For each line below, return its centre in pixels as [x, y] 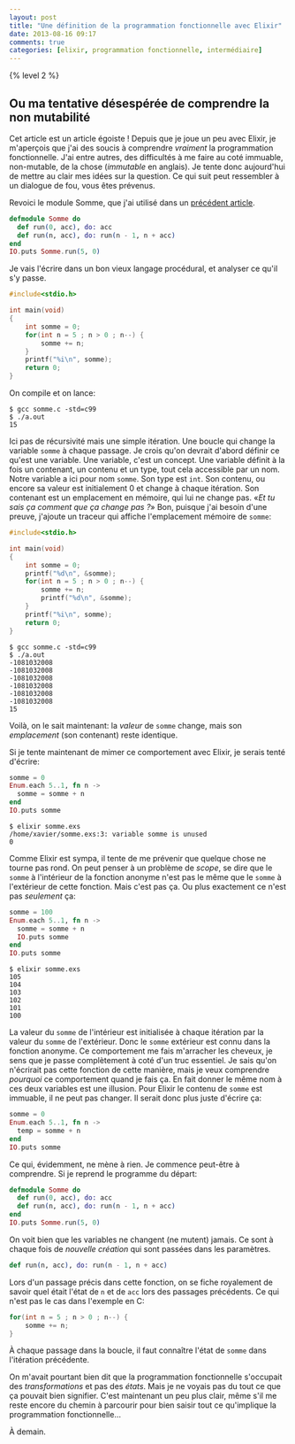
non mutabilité [50, 117]
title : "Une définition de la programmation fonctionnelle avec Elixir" [146, 26]
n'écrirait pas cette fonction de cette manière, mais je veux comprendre [139, 1070]
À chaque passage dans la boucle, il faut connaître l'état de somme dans [138, 1350]
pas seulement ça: [43, 896]
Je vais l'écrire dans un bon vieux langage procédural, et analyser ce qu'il [144, 269]
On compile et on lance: [53, 393]
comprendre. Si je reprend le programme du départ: [103, 1173]
